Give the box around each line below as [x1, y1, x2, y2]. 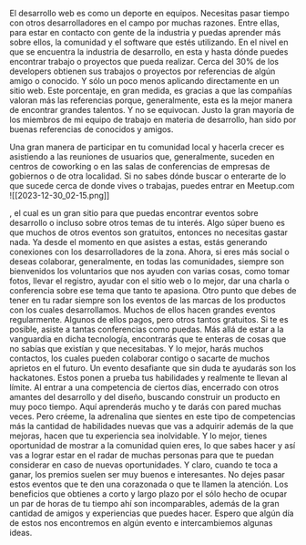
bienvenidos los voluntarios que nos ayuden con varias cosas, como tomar [9, 266, 291, 276]
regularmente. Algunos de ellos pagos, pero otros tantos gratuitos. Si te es [9, 314, 289, 324]
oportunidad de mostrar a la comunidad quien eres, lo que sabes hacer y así [9, 440, 296, 450]
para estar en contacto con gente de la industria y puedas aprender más [9, 27, 281, 37]
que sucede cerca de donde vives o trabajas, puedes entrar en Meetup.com [9, 180, 295, 190]
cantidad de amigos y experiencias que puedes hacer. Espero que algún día [9, 508, 294, 519]
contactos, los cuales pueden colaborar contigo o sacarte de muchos [9, 353, 270, 364]
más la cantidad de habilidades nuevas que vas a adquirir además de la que [9, 421, 294, 431]
